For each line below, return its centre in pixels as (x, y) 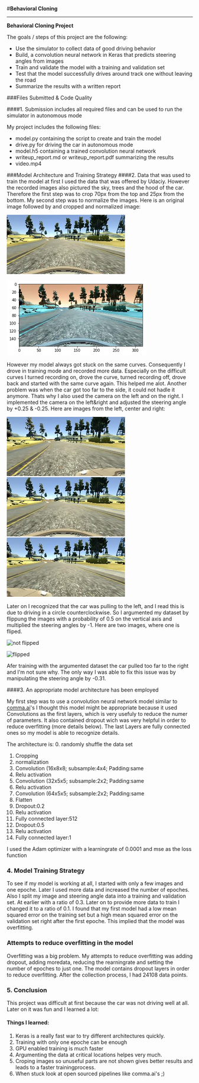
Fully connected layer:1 (43, 838)
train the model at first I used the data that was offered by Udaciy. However (98, 181)
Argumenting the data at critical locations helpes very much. (89, 1055)
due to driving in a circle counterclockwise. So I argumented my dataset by (98, 613)
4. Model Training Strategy (46, 870)
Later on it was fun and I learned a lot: (53, 1009)
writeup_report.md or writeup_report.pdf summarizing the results (94, 157)
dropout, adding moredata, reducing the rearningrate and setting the (90, 962)
